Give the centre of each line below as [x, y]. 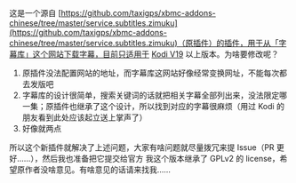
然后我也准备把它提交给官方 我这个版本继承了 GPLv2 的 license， [161, 159]
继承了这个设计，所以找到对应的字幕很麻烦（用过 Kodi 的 [180, 106]
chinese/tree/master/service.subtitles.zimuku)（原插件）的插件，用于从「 [144, 43]
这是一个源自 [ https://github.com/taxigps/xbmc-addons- [112, 13]
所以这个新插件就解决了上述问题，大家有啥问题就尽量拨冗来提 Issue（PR [142, 147]
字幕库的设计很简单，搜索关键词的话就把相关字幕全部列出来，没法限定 [151, 95]
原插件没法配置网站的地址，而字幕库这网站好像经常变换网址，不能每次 [151, 73]
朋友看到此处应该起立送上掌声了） [84, 117]
